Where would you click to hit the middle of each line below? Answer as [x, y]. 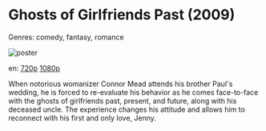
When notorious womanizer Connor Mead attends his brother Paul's [121, 84]
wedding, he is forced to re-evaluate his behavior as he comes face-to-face [133, 92]
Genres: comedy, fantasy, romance [66, 37]
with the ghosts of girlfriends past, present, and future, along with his [123, 100]
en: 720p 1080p [34, 68]
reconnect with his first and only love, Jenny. [82, 117]
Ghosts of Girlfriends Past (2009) [122, 15]
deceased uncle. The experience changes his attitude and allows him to [127, 109]
